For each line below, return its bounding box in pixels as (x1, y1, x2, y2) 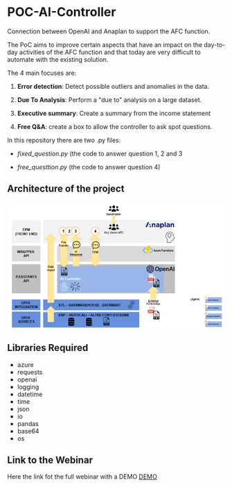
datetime (17, 390, 43, 398)
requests (17, 368, 43, 376)
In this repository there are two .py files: (7, 136, 121, 144)
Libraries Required (7, 342, 89, 354)
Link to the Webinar (7, 454, 93, 465)
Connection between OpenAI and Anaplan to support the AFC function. (7, 27, 211, 35)
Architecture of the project (7, 183, 125, 195)
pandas (17, 419, 39, 427)
